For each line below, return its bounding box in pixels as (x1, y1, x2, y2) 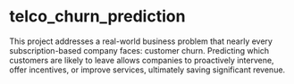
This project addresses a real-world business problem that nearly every (9, 36, 273, 46)
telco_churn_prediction (9, 6, 186, 27)
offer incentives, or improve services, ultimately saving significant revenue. (9, 64, 286, 75)
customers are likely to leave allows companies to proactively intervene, (9, 55, 274, 65)
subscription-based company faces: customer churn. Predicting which (9, 45, 270, 55)
